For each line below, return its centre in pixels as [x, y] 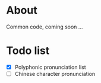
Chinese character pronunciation [55, 74]
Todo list [28, 51]
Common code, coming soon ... [45, 27]
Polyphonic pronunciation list [50, 67]
